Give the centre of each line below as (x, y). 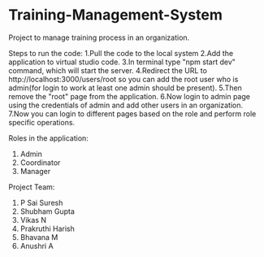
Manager (35, 171)
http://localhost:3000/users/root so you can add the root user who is (123, 79)
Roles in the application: (49, 138)
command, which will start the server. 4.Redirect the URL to (108, 70)
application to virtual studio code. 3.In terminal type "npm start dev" (122, 62)
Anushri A (37, 246)
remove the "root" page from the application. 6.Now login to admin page (129, 96)
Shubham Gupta (48, 211)
